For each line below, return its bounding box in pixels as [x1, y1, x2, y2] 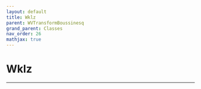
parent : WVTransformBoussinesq [6, 20, 84, 26]
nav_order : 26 [6, 31, 42, 37]
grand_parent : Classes [6, 25, 63, 32]
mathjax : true [6, 36, 42, 42]
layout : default [6, 8, 47, 15]
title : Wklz [6, 14, 36, 20]
